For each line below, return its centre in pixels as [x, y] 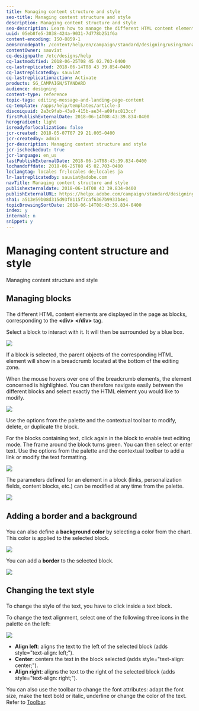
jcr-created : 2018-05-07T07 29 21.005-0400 [61, 133]
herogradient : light [32, 122]
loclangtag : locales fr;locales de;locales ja [65, 172]
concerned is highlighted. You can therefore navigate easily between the [95, 385]
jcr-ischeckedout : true [36, 150]
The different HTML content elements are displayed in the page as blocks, [97, 314]
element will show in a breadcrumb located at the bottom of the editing [93, 361]
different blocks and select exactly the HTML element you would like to [93, 391]
